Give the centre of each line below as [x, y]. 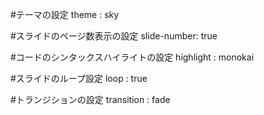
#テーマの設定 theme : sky [65, 14]
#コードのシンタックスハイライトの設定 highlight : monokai [132, 57]
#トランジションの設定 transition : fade [90, 99]
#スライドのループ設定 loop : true [79, 78]
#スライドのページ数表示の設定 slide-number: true [114, 36]
